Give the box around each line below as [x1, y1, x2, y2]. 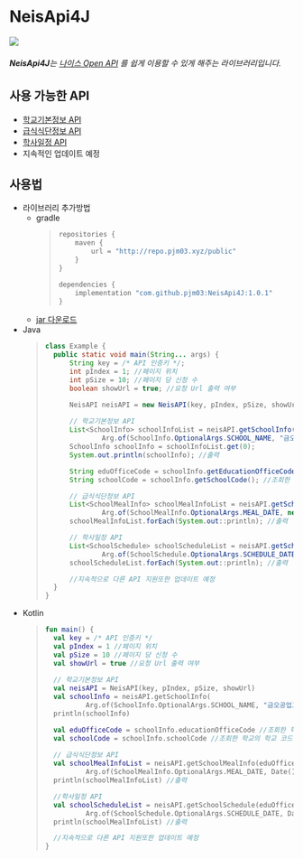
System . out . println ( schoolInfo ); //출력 [69, 450, 219, 460]
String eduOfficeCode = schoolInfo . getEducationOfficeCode [69, 467, 296, 476]
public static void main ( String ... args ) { [52, 350, 219, 359]
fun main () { [44, 625, 95, 634]
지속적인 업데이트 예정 [22, 147, 101, 159]
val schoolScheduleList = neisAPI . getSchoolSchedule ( [52, 800, 260, 809]
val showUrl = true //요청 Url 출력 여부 [52, 658, 200, 668]
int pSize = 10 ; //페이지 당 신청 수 [69, 375, 198, 385]
